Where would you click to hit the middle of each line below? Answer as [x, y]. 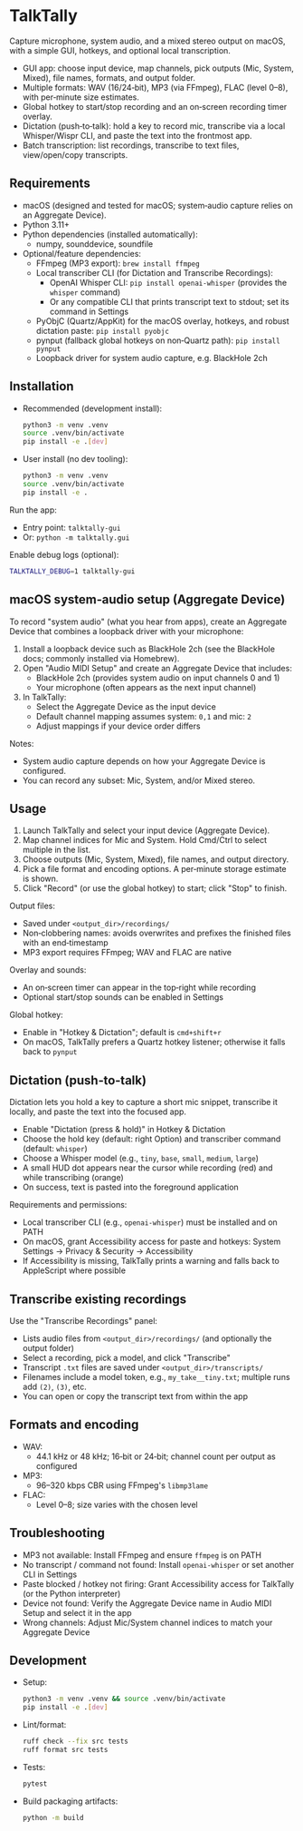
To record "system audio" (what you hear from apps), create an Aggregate [148, 622]
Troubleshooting [57, 1533]
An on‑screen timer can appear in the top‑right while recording [139, 988]
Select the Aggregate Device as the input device [126, 706]
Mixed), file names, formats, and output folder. [109, 77]
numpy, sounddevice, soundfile [95, 244]
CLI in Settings [50, 1574]
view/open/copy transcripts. [75, 154]
